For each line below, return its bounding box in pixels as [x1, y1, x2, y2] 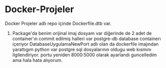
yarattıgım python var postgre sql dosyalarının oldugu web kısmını [12, 46, 152, 52]
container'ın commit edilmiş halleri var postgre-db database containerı [12, 36, 161, 42]
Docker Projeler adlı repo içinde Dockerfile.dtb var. [5, 20, 112, 26]
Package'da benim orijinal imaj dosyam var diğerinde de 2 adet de [12, 30, 152, 36]
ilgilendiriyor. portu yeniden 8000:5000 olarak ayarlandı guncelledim [12, 52, 157, 58]
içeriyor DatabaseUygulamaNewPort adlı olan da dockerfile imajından [12, 41, 159, 47]
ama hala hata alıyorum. [12, 57, 63, 63]
